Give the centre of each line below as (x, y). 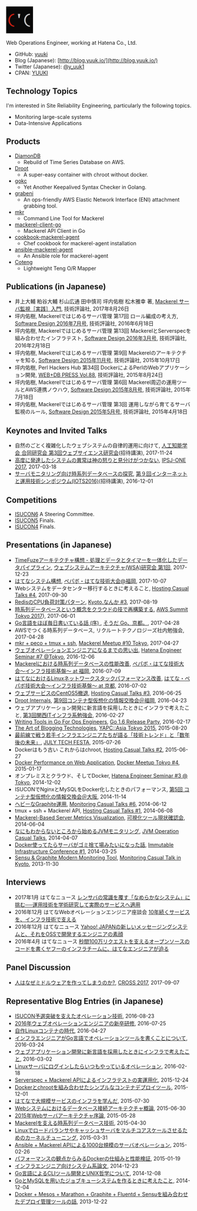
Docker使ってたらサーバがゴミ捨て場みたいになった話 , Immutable (94, 845)
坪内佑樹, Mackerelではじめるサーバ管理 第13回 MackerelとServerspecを (103, 331)
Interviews (26, 882)
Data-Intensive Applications (48, 123)
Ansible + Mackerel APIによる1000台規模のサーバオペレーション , (93, 1145)
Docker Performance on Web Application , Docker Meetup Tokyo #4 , (97, 762)
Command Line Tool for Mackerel (64, 218)
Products (23, 142)
